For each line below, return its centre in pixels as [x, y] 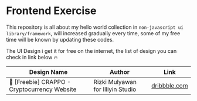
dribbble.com [170, 85]
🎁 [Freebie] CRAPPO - [40, 82]
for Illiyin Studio [115, 89]
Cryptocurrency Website [43, 89]
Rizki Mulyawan [115, 82]
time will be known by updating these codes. [60, 39]
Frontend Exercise [51, 11]
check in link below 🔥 [32, 57]
